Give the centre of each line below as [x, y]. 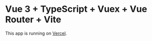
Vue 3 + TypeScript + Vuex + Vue [76, 9]
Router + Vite [33, 20]
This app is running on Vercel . [36, 33]
